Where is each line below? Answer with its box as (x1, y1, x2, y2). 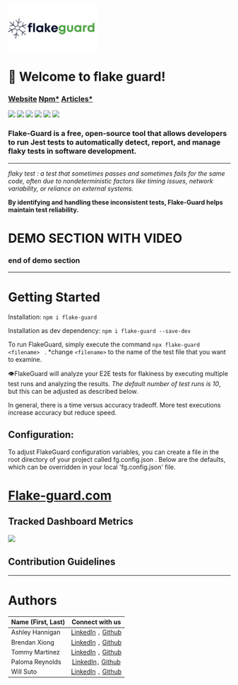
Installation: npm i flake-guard (8, 313, 97, 321)
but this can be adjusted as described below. (8, 387, 138, 395)
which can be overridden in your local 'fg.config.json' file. (8, 463, 176, 471)
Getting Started (8, 289, 101, 305)
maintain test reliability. (8, 205, 79, 214)
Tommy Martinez (11, 647, 61, 656)
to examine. (8, 356, 42, 363)
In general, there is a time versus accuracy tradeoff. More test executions (8, 401, 221, 409)
